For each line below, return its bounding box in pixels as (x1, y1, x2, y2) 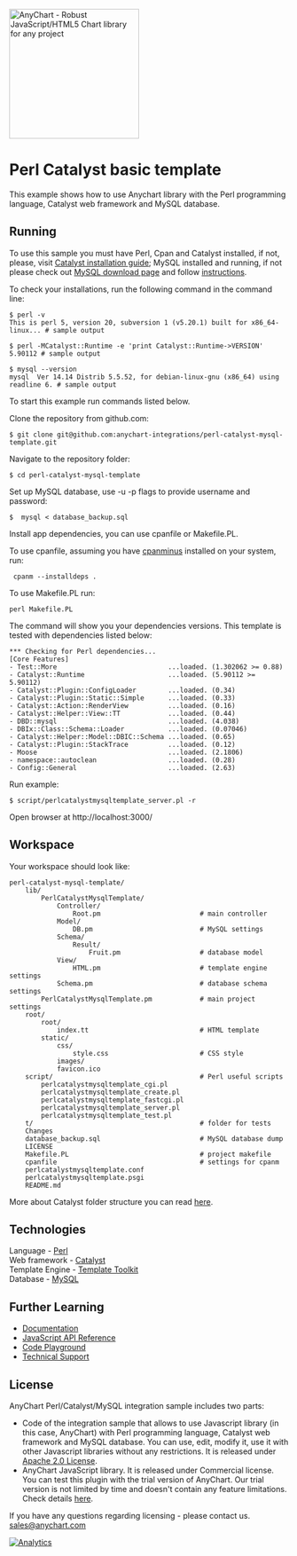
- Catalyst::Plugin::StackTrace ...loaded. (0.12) (9, 740, 237, 749)
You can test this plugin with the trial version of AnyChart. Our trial (21, 1474, 264, 1485)
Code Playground (21, 1342, 86, 1353)
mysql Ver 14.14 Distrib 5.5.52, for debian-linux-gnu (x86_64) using (9, 373, 279, 381)
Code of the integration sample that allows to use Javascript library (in (21, 1418, 279, 1428)
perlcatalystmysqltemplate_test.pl (41, 1111, 173, 1120)
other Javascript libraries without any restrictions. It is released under (21, 1446, 277, 1457)
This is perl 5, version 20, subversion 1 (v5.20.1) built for (9, 318, 248, 327)
